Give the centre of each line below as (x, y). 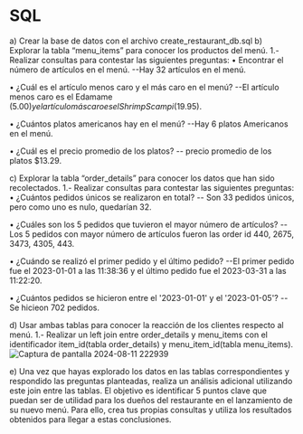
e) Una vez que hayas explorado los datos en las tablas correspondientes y (149, 371)
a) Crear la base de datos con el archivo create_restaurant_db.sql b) (136, 41)
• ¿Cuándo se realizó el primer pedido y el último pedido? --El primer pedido (152, 261)
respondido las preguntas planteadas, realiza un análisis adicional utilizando (151, 381)
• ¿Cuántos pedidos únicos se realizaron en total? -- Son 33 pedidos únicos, (152, 197)
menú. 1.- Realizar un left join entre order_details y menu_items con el (139, 335)
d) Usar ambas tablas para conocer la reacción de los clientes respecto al (147, 325)
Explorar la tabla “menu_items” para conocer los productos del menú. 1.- (144, 50)
